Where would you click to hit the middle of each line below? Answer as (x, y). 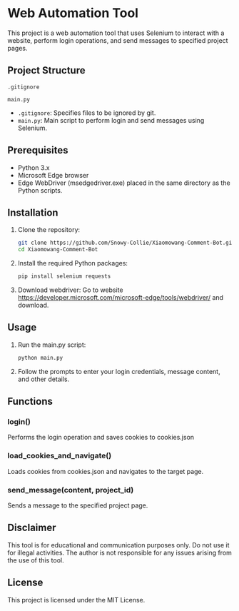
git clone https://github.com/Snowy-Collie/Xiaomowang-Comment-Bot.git (126, 243)
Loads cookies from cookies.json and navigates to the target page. (106, 471)
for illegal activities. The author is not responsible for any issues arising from (119, 552)
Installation (33, 212)
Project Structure (46, 70)
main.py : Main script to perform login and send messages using (111, 120)
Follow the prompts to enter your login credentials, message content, (119, 371)
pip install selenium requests (64, 276)
